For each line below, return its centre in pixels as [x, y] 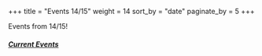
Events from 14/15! [38, 26]
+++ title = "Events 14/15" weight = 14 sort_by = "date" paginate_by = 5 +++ [132, 11]
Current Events [33, 44]
